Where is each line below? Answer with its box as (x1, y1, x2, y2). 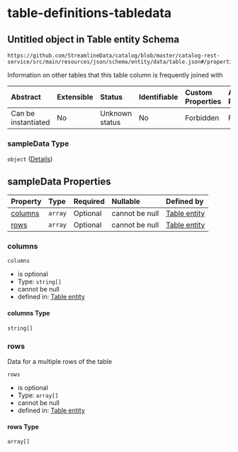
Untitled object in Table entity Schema (7, 33, 179, 45)
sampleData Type (7, 139, 69, 149)
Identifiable (138, 92, 178, 102)
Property (11, 197, 42, 207)
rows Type (7, 422, 39, 431)
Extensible (56, 92, 93, 102)
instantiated (11, 117, 50, 127)
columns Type (7, 309, 51, 317)
